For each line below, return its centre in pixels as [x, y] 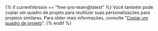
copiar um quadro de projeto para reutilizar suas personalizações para [77, 12]
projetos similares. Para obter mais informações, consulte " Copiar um [77, 18]
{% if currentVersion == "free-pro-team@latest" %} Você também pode [79, 7]
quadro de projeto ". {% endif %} [38, 23]
